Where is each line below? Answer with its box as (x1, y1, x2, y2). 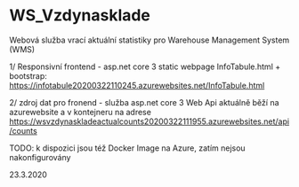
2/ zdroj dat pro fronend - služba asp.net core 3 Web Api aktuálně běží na (9, 97, 279, 107)
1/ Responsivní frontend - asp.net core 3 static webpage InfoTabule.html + (9, 61, 281, 72)
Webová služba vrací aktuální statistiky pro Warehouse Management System (9, 35, 290, 45)
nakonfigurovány (9, 152, 71, 162)
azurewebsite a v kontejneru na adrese (9, 106, 151, 117)
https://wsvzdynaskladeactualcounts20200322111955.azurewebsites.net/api (9, 116, 290, 127)
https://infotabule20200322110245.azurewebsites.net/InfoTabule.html (9, 80, 265, 90)
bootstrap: (9, 70, 47, 81)
